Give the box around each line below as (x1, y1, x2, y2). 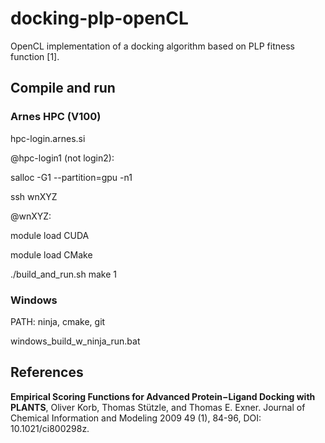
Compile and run (10, 80, 116, 97)
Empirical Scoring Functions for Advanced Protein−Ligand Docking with (10, 390, 316, 402)
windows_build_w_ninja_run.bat (10, 335, 141, 347)
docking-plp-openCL (10, 7, 189, 30)
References (10, 364, 84, 381)
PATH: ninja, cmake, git (10, 315, 106, 327)
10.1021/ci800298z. (10, 422, 90, 434)
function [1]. (10, 50, 60, 62)
